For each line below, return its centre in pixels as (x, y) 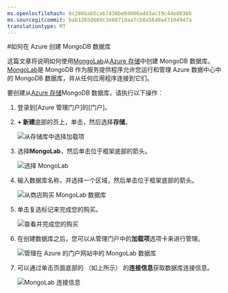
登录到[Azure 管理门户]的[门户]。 (64, 108)
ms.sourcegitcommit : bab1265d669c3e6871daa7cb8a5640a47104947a (100, 20)
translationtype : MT (37, 26)
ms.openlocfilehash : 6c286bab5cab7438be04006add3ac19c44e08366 (100, 13)
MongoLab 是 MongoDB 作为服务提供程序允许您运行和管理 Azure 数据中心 (111, 70)
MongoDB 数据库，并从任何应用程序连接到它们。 (84, 78)
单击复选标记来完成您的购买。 (59, 209)
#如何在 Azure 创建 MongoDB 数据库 (59, 47)
